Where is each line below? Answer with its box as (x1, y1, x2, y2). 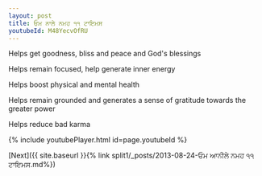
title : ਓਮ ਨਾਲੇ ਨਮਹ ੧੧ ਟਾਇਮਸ (8, 19, 103, 27)
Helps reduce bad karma (8, 120, 91, 129)
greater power (8, 104, 56, 113)
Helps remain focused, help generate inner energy (8, 64, 176, 74)
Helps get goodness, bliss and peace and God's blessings (8, 49, 202, 59)
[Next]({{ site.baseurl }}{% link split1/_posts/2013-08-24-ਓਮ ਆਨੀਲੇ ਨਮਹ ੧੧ (8, 150, 255, 161)
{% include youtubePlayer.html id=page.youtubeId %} (8, 135, 188, 145)
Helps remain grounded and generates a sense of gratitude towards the (8, 96, 247, 105)
